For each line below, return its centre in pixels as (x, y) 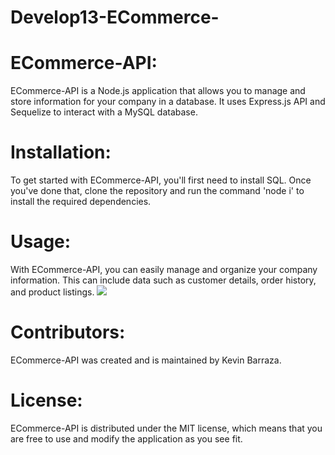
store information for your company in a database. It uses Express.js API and (168, 102)
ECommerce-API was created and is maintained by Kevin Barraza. (146, 360)
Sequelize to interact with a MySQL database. (104, 112)
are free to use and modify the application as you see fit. (126, 438)
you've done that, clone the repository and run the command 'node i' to (157, 191)
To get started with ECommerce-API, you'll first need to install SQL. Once (161, 180)
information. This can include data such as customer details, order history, (163, 280)
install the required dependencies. (81, 202)
